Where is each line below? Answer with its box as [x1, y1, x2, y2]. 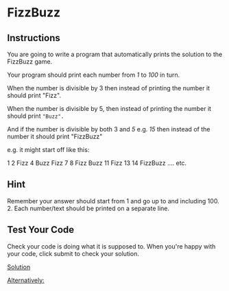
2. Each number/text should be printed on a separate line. [7, 204, 170, 212]
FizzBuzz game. [7, 58, 53, 66]
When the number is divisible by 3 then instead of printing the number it [7, 84, 210, 92]
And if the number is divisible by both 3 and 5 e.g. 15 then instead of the [7, 125, 210, 133]
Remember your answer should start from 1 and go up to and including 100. [7, 197, 219, 205]
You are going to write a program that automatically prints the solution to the [7, 50, 223, 58]
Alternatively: [7, 276, 45, 284]
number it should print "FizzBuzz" [7, 132, 103, 140]
